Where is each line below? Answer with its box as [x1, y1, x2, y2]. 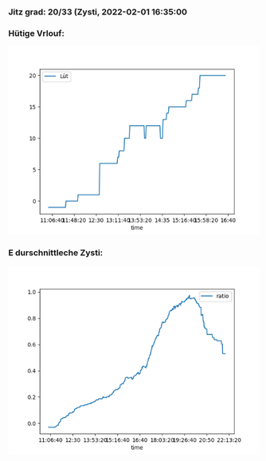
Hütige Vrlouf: [8, 27, 65, 38]
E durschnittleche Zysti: [8, 247, 104, 258]
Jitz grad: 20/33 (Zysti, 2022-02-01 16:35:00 [8, 6, 188, 18]
